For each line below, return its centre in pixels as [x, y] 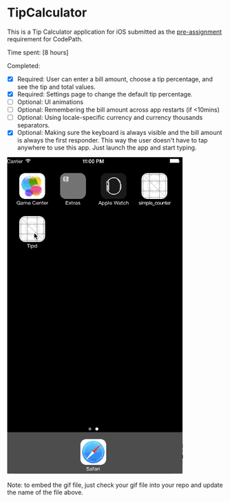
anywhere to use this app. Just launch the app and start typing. [107, 148]
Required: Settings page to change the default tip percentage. [105, 94]
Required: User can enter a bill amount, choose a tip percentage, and [115, 79]
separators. [33, 125]
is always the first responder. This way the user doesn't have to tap [112, 140]
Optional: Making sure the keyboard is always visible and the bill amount [119, 133]
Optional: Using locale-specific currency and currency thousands [110, 118]
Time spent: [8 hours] [38, 52]
